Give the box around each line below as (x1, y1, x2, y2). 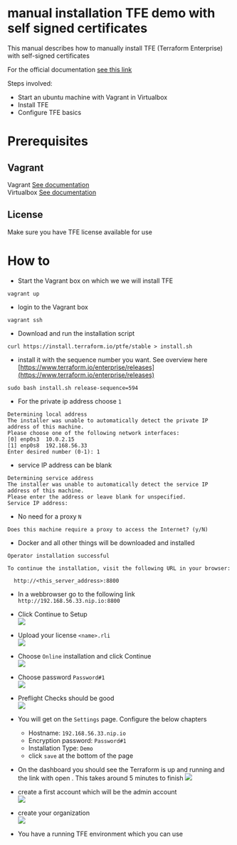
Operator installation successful (7, 552, 110, 559)
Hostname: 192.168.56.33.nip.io (28, 729, 127, 737)
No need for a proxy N (17, 512, 82, 521)
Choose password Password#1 (17, 673, 105, 681)
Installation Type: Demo (28, 744, 94, 752)
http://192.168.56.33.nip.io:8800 (17, 597, 120, 604)
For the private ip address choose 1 (17, 396, 122, 405)
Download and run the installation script (17, 329, 135, 337)
